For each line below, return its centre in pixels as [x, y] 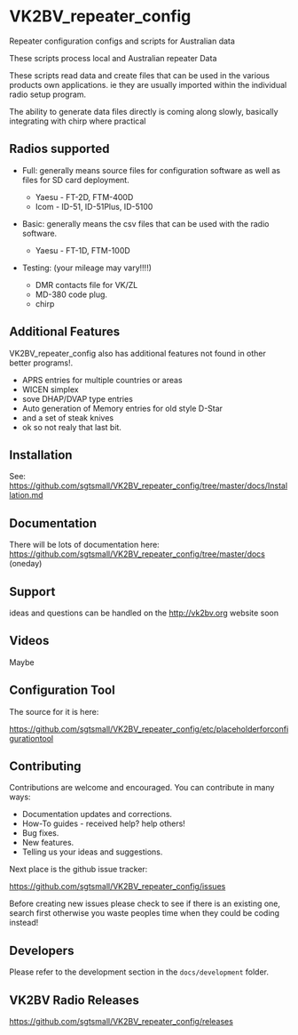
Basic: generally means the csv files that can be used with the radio [145, 223]
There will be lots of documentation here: [84, 545]
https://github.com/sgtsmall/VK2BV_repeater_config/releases [121, 1022]
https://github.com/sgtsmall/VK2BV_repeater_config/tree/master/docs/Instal [149, 485]
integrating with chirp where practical [78, 121]
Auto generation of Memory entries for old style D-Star [122, 408]
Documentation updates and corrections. [97, 814]
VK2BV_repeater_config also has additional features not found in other [137, 353]
